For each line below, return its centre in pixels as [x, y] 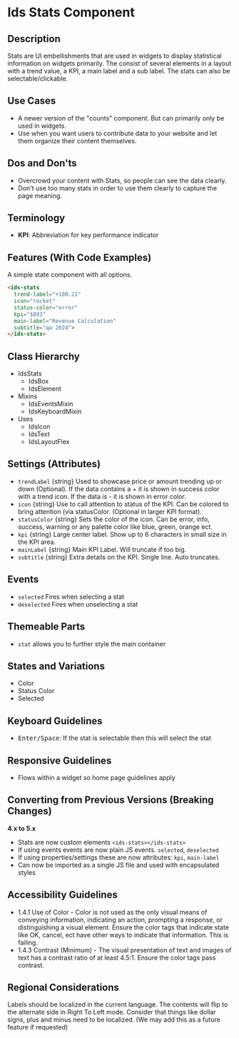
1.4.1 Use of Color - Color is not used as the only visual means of [112, 912]
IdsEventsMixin [51, 404]
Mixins [27, 396]
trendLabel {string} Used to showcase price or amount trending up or [120, 481]
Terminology [36, 218]
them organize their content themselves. [77, 140]
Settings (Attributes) [54, 464]
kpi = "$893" [30, 314]
